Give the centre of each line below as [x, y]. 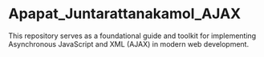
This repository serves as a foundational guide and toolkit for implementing [132, 36]
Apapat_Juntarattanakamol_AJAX [125, 14]
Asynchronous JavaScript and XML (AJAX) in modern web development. [129, 44]
